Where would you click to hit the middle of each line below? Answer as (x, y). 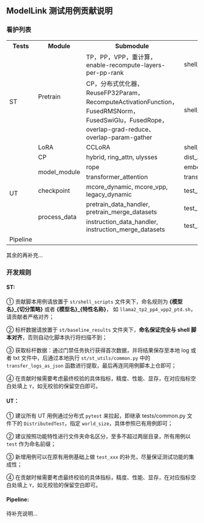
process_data (57, 217)
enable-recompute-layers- (126, 65)
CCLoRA (98, 147)
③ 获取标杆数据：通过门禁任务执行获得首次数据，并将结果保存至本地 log (98, 350)
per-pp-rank (105, 72)
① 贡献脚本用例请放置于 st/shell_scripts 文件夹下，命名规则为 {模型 (95, 301)
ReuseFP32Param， (115, 93)
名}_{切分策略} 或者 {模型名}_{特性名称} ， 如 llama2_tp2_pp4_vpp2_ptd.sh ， (101, 309)
